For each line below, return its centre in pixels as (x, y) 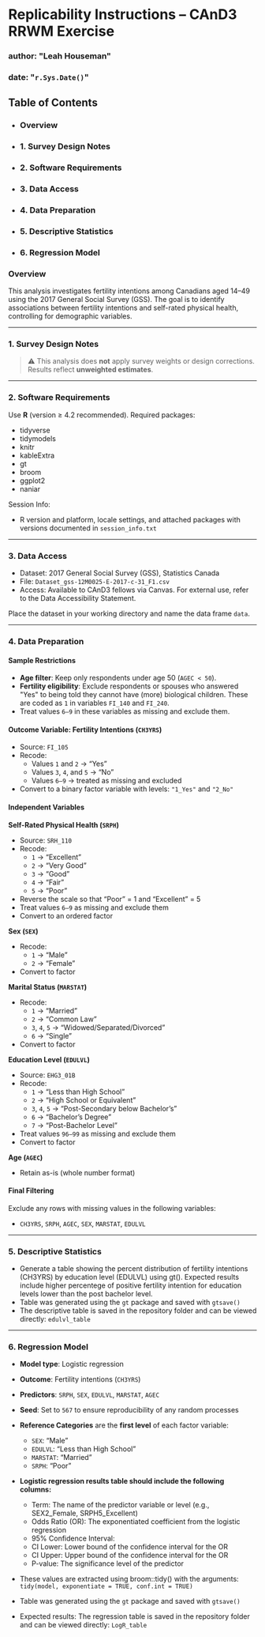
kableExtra (37, 455)
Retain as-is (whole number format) (77, 1172)
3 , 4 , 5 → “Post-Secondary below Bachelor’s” (104, 1108)
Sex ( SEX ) (23, 931)
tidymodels (38, 438)
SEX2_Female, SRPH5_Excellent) (84, 1513)
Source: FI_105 (44, 747)
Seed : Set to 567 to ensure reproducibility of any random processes (129, 1410)
